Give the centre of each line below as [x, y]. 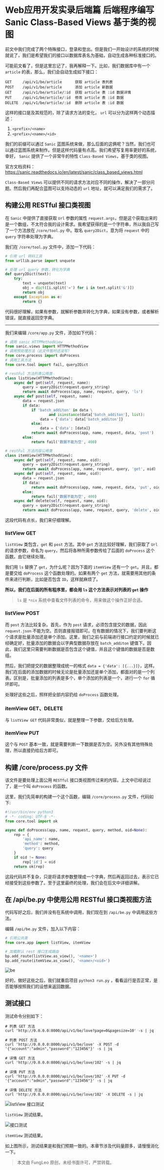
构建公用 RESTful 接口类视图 [48, 205]
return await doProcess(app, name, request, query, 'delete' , [87, 510]
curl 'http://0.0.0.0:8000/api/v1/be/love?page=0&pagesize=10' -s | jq [79, 1031]
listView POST [22, 613]
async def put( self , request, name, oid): [58, 474]
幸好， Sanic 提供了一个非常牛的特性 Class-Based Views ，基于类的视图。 [78, 156]
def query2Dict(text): [28, 274]
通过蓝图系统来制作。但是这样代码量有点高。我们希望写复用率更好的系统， [84, 150]
